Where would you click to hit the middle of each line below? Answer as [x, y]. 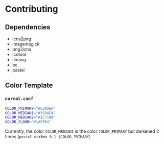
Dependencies [28, 27]
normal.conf [19, 99]
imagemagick [26, 44]
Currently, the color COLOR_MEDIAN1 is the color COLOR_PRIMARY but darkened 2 [82, 131]
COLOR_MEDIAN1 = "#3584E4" [30, 113]
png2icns [22, 49]
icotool [19, 54]
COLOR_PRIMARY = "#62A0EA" [30, 108]
